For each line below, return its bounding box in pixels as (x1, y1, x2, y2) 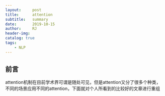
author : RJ (5, 26, 37, 31)
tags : (5, 40, 17, 45)
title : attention (5, 12, 53, 17)
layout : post (5, 7, 42, 13)
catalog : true (5, 36, 35, 41)
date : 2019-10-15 (5, 21, 55, 27)
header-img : (5, 31, 30, 36)
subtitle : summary (5, 17, 49, 22)
